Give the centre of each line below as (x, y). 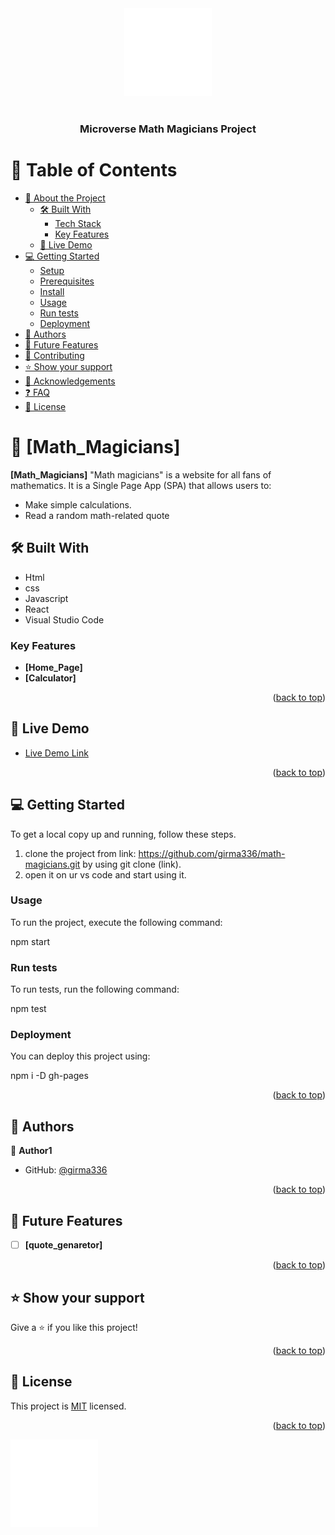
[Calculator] (50, 678)
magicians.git (52, 864)
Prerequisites (67, 281)
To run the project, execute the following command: (116, 922)
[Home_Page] (53, 667)
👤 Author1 (31, 1151)
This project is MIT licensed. (68, 1406)
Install (52, 291)
